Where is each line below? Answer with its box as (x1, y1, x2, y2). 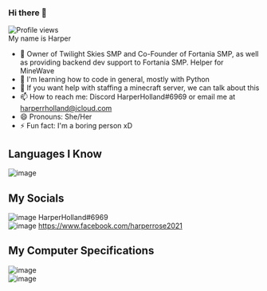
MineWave (19, 66, 55, 76)
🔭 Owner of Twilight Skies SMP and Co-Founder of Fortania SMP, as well (19, 49, 259, 59)
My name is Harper (8, 33, 72, 43)
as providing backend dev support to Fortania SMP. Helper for (19, 57, 224, 67)
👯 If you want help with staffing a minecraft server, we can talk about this (19, 83, 260, 92)
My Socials (8, 191, 65, 205)
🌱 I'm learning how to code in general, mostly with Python (19, 75, 210, 85)
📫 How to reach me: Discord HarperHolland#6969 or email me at (19, 92, 236, 102)
